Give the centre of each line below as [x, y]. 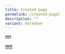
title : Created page [26, 10]
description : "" [22, 19]
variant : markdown [24, 23]
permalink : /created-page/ [33, 14]
